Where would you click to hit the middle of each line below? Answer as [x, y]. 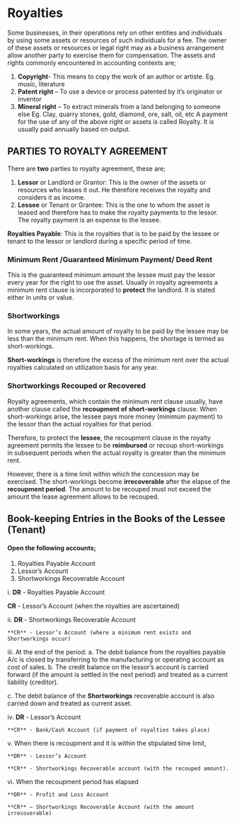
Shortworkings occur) [39, 639]
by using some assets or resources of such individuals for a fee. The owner [117, 40]
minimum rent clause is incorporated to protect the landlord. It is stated [111, 290]
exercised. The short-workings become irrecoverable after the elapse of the [119, 481]
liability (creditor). [33, 682]
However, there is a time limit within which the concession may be [103, 474]
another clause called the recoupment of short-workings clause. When [112, 409]
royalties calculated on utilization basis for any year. [83, 368]
